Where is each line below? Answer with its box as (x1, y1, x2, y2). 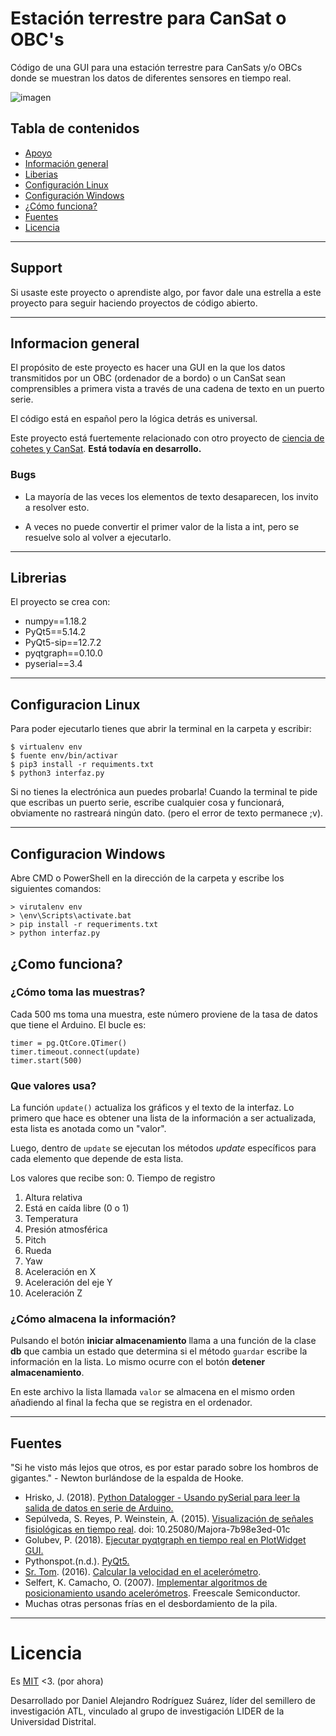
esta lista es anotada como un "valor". (10, 1123, 167, 1135)
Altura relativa (24, 1192, 83, 1204)
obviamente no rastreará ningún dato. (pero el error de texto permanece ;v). (10, 807, 324, 819)
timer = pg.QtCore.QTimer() (10, 1038, 128, 1048)
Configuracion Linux (10, 696, 141, 713)
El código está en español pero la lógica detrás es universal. (10, 413, 258, 425)
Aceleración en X (24, 1266, 97, 1278)
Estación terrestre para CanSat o (10, 7, 287, 30)
